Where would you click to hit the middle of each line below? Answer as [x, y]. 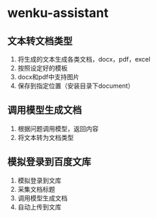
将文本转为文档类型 [46, 137]
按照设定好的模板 [42, 68]
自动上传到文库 [39, 207]
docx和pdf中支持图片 [48, 77]
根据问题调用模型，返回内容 [58, 128]
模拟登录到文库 [39, 180]
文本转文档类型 [40, 41]
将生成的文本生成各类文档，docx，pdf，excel [84, 59]
